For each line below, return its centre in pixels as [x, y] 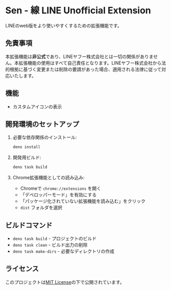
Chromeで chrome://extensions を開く [60, 188]
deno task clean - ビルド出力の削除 [50, 245]
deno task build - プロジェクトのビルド [55, 238]
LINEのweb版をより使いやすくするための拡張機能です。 [64, 26]
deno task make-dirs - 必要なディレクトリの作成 [64, 251]
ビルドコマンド [29, 225]
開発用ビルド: [27, 158]
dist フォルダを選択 [41, 208]
